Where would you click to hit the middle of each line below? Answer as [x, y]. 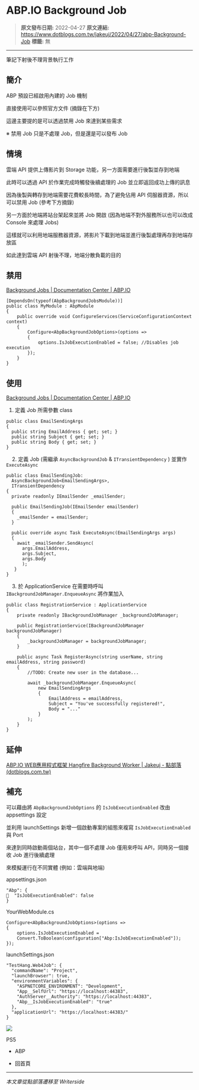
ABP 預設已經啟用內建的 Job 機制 [47, 95]
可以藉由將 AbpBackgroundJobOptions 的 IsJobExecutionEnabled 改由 [88, 807]
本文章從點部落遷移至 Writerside [45, 1081]
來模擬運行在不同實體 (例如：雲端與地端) [56, 867]
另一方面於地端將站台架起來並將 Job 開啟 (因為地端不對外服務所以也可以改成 [99, 215]
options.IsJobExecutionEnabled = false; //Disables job [108, 343]
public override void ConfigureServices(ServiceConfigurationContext [105, 317]
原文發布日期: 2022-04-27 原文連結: [65, 27]
